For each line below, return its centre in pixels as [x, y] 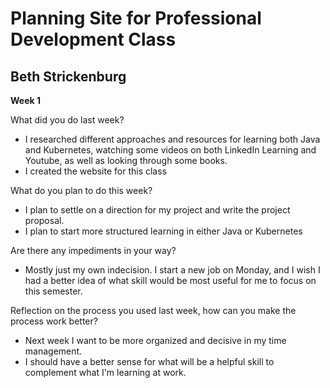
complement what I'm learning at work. [105, 372]
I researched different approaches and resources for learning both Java [172, 139]
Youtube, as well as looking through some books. [126, 160]
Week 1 [25, 100]
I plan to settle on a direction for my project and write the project [157, 210]
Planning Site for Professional [136, 18]
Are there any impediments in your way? [93, 250]
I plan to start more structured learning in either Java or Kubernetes [163, 231]
